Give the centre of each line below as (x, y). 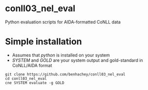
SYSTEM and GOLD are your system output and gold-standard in (77, 60)
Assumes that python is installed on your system (61, 55)
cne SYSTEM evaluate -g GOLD (35, 83)
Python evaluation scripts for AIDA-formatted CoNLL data (63, 22)
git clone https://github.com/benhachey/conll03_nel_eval (65, 74)
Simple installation (43, 42)
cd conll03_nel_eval (26, 78)
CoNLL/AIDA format (32, 65)
